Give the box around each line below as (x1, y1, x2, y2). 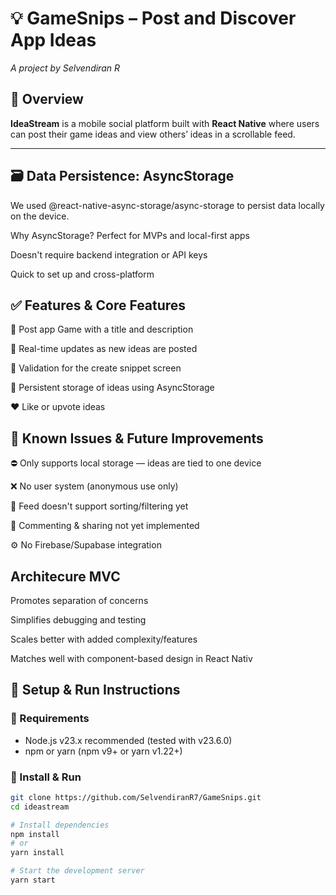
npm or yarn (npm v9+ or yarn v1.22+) (24, 745, 183, 757)
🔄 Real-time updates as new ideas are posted (10, 343, 198, 355)
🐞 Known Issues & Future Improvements (10, 430, 264, 447)
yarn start (10, 875, 56, 886)
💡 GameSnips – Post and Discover (10, 7, 297, 30)
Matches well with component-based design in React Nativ (10, 653, 253, 664)
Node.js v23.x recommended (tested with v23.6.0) (24, 734, 233, 746)
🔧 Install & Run (10, 770, 82, 784)
